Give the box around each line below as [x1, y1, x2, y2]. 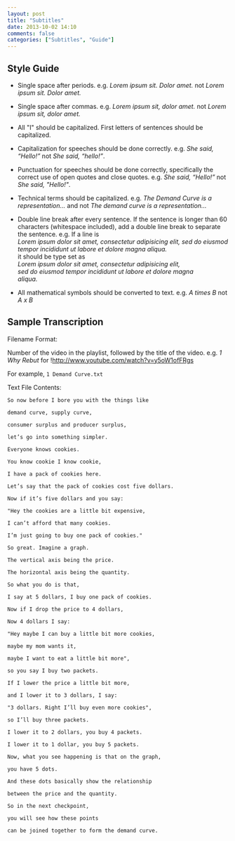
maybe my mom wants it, [7, 642, 77, 650]
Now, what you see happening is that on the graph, [7, 753, 161, 760]
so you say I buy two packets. [7, 667, 99, 674]
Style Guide [7, 63, 60, 74]
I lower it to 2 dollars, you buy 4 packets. [7, 729, 142, 736]
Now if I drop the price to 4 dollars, [7, 606, 124, 613]
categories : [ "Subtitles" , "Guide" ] [7, 37, 114, 44]
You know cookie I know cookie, [7, 458, 102, 465]
